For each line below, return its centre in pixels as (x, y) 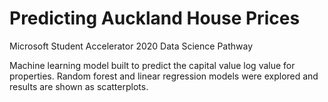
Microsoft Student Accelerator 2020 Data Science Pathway (131, 46)
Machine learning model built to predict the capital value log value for (152, 65)
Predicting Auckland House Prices (155, 18)
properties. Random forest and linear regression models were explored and (164, 76)
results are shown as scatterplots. (79, 86)
